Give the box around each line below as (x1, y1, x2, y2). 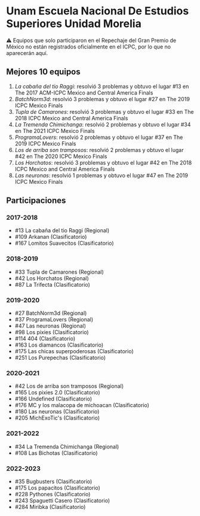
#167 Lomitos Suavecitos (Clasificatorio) (14, 239, 115, 247)
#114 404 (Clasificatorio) (14, 335, 76, 342)
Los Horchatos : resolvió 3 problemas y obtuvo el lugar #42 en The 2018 (14, 159, 192, 166)
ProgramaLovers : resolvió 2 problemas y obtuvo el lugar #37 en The (14, 133, 183, 141)
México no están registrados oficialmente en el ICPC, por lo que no (6, 43, 171, 50)
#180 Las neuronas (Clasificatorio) (14, 408, 100, 415)
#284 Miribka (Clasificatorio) (14, 503, 86, 510)
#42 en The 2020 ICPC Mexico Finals (14, 153, 107, 160)
